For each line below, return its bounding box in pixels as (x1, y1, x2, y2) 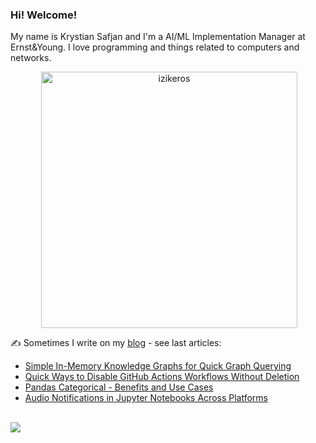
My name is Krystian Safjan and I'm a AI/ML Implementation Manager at (10, 31, 306, 43)
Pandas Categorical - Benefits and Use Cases (24, 381, 214, 393)
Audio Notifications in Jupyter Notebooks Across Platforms (24, 392, 268, 404)
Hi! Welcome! (10, 8, 78, 22)
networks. (10, 52, 52, 64)
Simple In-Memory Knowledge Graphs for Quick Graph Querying (24, 360, 292, 372)
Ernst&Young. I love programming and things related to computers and (10, 41, 300, 53)
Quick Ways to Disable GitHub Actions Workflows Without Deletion (24, 371, 300, 383)
